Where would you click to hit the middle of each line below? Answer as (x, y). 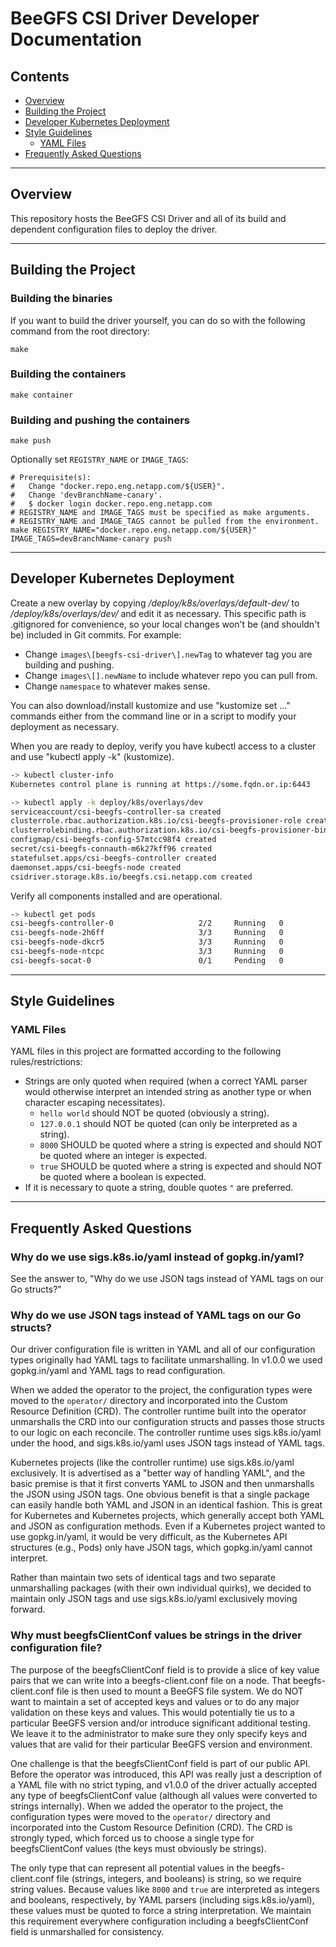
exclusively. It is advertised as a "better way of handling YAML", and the (158, 1473)
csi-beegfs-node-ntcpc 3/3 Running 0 (147, 952)
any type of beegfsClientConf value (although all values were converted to (164, 1795)
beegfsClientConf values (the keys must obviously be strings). (138, 1848)
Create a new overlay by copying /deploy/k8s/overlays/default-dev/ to (155, 603)
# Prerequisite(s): (51, 478)
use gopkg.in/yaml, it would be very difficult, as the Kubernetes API (149, 1537)
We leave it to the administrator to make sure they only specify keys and (159, 1733)
